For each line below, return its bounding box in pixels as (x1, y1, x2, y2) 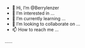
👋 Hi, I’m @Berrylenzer (12, 5, 59, 11)
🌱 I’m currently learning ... (12, 16, 66, 21)
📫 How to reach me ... (12, 27, 59, 32)
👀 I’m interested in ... (12, 10, 55, 16)
